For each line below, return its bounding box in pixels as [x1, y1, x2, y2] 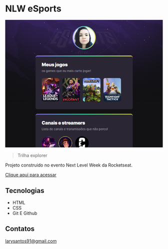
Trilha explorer [17, 152, 47, 158]
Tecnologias [5, 186, 44, 195]
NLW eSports [5, 3, 61, 14]
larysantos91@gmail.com [5, 238, 57, 244]
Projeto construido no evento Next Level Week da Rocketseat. [5, 162, 132, 168]
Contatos [5, 224, 35, 233]
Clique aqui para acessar [5, 172, 56, 178]
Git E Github [12, 210, 37, 216]
